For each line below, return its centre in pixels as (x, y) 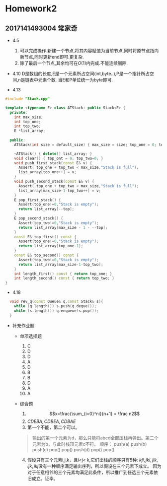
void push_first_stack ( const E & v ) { (53, 163)
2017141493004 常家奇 (42, 28)
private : (19, 112)
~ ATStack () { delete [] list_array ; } (53, 154)
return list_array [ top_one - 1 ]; (51, 246)
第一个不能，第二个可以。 (53, 427)
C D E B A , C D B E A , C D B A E (51, 421)
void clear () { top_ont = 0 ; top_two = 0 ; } (59, 158)
